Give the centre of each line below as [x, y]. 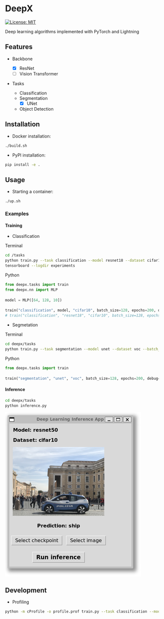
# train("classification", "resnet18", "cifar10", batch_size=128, [75, 316]
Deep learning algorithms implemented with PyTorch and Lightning [72, 31]
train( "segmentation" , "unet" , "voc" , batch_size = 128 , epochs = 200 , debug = [83, 378]
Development [26, 590]
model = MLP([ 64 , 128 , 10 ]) [34, 300]
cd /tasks [15, 255]
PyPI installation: [29, 155]
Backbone [22, 59]
